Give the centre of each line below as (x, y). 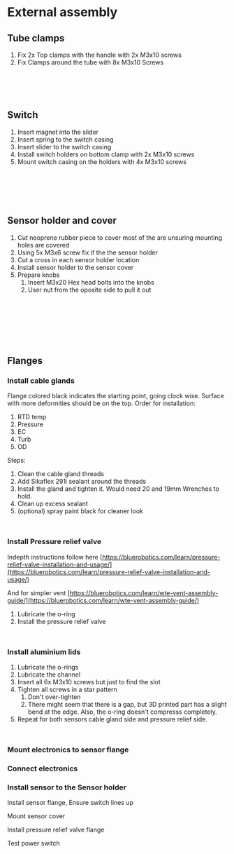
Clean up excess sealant (53, 504)
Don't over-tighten (54, 697)
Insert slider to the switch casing (64, 147)
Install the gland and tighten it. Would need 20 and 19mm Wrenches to (118, 489)
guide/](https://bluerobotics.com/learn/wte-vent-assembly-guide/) (103, 600)
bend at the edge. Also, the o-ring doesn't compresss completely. (123, 712)
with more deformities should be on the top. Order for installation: (101, 403)
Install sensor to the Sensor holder (67, 787)
